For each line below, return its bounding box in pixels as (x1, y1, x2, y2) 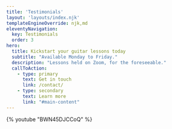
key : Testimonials (12, 31, 59, 38)
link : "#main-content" (22, 99, 80, 105)
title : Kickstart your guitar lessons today (12, 48, 126, 55)
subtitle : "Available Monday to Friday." (12, 54, 118, 60)
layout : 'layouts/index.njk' (6, 15, 80, 21)
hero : (6, 43, 20, 49)
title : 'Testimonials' (6, 8, 64, 15)
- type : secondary (17, 88, 64, 94)
